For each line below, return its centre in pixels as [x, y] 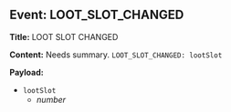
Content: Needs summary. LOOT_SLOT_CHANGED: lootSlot [116, 55]
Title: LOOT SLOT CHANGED [64, 36]
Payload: [26, 72]
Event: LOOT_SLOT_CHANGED [97, 15]
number [51, 99]
